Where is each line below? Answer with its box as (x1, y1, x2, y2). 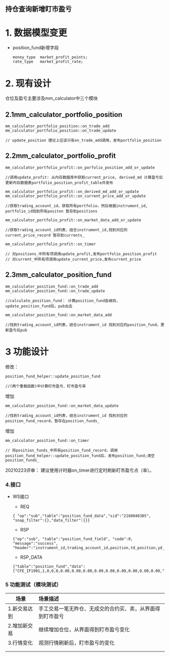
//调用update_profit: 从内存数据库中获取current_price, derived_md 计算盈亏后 (5, 175, 163, 180)
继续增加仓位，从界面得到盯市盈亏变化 (38, 626, 130, 633)
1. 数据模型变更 (5, 27, 67, 38)
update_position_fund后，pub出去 (5, 303, 73, 309)
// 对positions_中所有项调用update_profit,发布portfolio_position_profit (5, 251, 157, 257)
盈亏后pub (9, 327, 28, 333)
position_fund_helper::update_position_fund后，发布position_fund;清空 (5, 453, 155, 458)
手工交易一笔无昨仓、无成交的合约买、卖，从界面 (38, 605, 155, 612)
